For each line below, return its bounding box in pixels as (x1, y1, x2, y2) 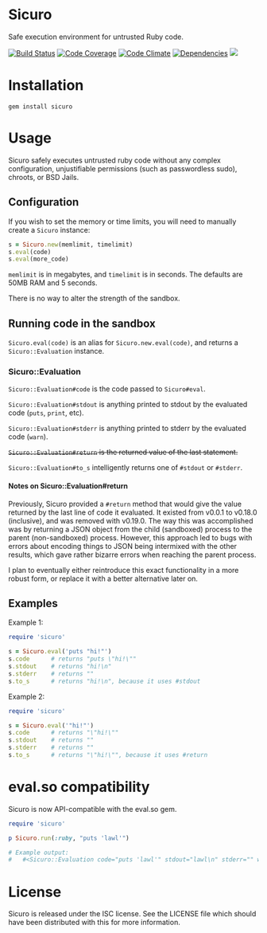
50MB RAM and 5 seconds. (8, 278, 98, 288)
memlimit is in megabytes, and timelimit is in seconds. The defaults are (8, 269, 243, 280)
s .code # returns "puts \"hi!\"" (8, 655, 137, 663)
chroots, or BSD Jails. (8, 172, 79, 182)
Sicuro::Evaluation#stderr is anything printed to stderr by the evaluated (8, 424, 246, 433)
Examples (8, 596, 58, 610)
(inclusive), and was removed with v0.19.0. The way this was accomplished (8, 516, 253, 525)
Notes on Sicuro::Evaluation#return (8, 480, 129, 491)
